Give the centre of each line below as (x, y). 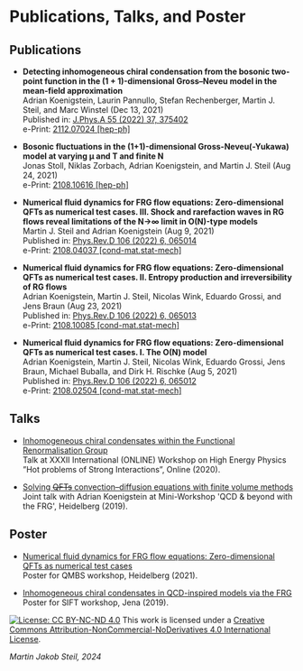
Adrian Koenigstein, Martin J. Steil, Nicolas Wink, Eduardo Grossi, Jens (154, 362)
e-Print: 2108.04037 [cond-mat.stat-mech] (102, 250)
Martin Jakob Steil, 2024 (55, 657)
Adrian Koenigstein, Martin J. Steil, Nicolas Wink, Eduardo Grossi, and (152, 296)
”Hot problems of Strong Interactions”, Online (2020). (121, 469)
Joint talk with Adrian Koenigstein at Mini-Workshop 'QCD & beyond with (157, 496)
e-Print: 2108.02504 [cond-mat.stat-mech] (102, 391)
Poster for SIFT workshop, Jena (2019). (96, 602)
